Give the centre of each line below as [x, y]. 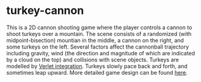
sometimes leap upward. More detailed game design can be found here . [97, 72]
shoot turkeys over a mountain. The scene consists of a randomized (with [99, 33]
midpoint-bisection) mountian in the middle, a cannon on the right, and [95, 40]
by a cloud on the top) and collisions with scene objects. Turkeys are [93, 60]
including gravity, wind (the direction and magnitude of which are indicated [101, 53]
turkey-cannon [45, 11]
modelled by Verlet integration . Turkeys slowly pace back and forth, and [97, 66]
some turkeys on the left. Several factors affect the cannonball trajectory [98, 47]
